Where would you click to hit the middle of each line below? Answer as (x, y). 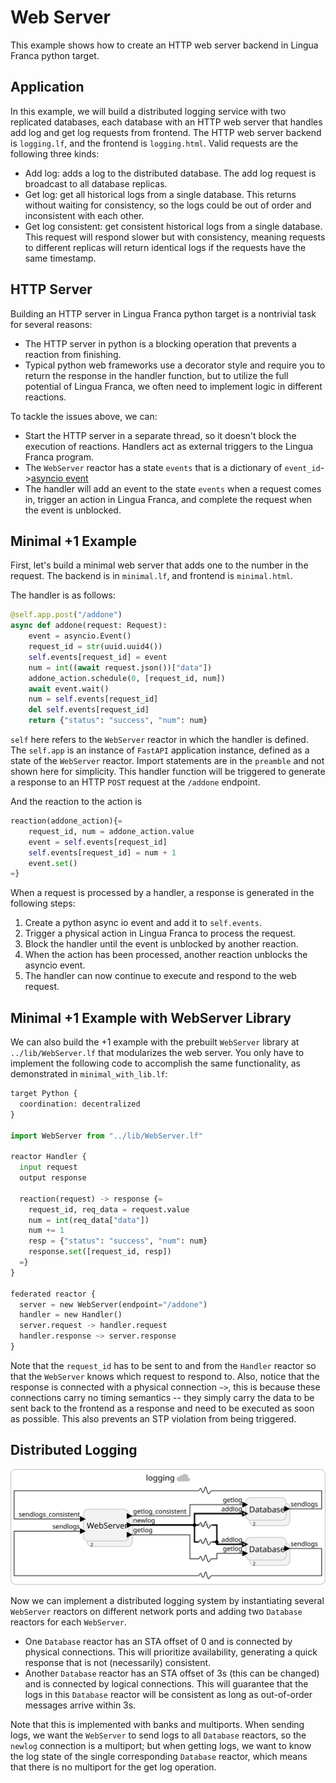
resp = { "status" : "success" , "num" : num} (118, 1241)
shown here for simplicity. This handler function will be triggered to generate (168, 771)
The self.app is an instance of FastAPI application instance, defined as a (160, 750)
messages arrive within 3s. (80, 1705)
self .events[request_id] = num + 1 (102, 852)
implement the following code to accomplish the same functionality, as (155, 1063)
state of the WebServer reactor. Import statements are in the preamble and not (167, 760)
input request (48, 1167)
